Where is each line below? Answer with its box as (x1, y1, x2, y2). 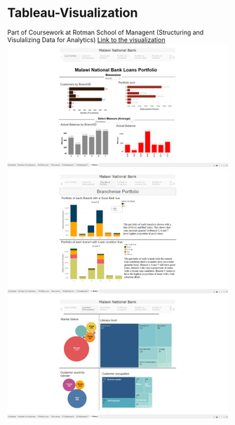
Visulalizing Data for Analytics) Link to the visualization (7, 35, 166, 43)
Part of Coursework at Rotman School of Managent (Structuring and (7, 28, 204, 36)
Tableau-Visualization (7, 5, 138, 21)
